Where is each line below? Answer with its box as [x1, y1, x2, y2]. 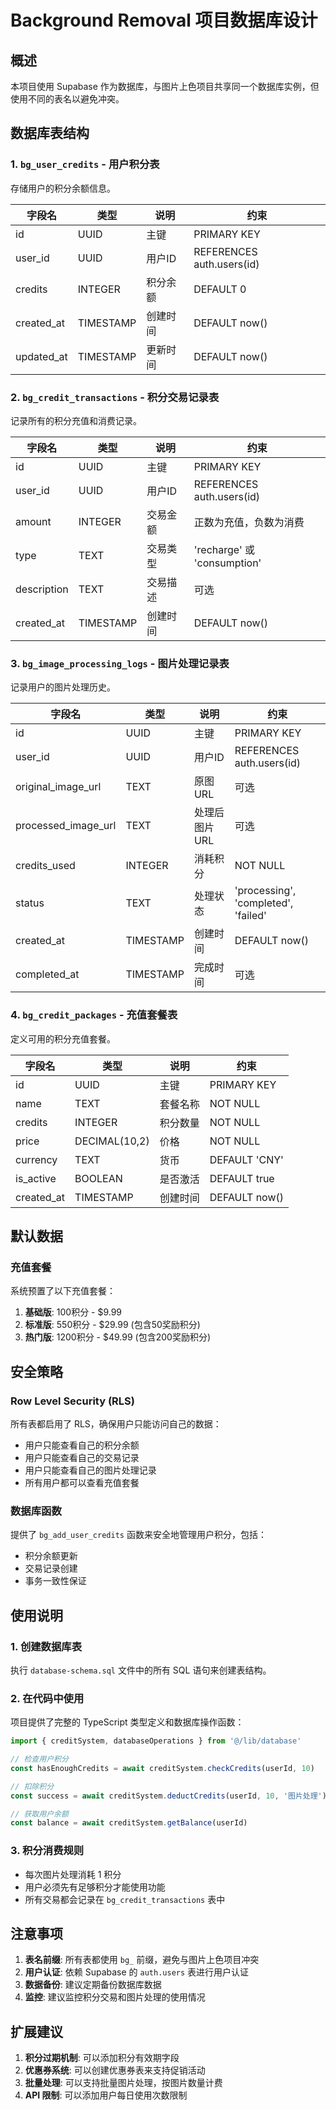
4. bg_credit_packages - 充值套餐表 [10, 1008, 178, 1022]
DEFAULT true [209, 1171, 275, 1185]
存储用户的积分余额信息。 [10, 182, 116, 194]
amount [15, 514, 52, 528]
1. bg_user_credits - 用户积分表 [10, 157, 160, 171]
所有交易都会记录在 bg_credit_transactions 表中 [24, 1893, 226, 1905]
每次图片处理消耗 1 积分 [24, 1868, 122, 1880]
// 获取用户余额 [10, 1809, 69, 1819]
